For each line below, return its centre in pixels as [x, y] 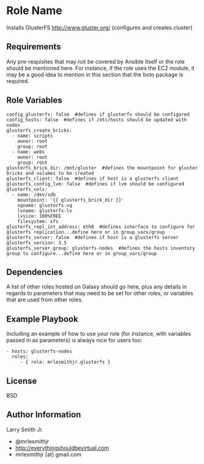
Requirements [34, 47]
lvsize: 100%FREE [39, 216]
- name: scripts [32, 136]
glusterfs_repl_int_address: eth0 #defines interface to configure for [101, 227]
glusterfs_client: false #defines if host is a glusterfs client [93, 179]
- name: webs [28, 152]
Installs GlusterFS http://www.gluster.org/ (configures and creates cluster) [100, 28]
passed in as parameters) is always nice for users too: [74, 341]
